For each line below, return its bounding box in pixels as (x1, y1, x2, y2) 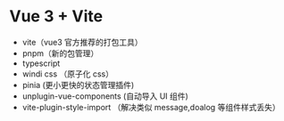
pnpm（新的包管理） (21, 47, 99, 59)
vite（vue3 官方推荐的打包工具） (21, 36, 143, 47)
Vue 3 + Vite (9, 6, 104, 27)
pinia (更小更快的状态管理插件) (21, 79, 135, 90)
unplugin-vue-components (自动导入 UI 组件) (21, 91, 189, 101)
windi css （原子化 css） (21, 69, 114, 79)
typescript (21, 58, 61, 69)
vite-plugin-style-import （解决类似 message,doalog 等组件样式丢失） (21, 101, 280, 112)
